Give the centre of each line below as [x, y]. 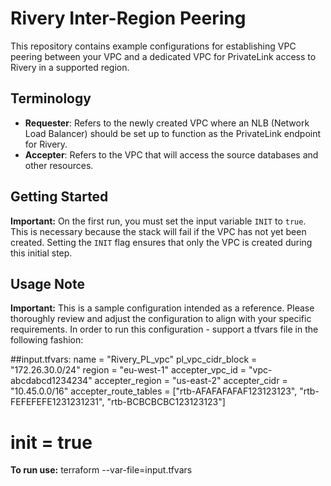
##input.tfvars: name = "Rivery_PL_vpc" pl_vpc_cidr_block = [134, 359]
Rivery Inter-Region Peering [128, 18]
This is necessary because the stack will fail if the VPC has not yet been [158, 231]
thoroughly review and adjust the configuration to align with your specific [161, 319]
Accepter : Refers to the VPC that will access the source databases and [171, 154]
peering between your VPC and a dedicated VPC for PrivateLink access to [163, 56]
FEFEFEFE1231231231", [57, 402]
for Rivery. [46, 144]
